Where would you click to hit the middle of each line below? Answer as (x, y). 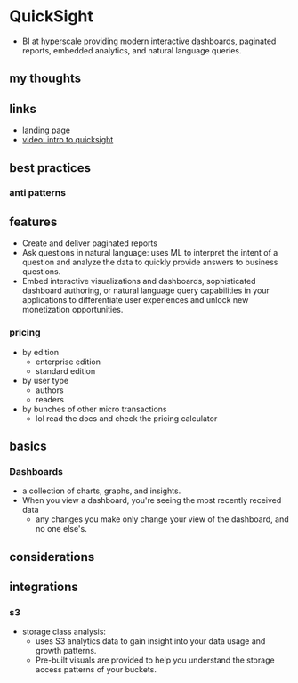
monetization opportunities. (72, 310)
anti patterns (38, 193)
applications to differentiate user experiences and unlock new (135, 300)
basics (28, 446)
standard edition (65, 370)
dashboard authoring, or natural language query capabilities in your (145, 290)
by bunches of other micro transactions (94, 409)
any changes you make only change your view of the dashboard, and (162, 519)
